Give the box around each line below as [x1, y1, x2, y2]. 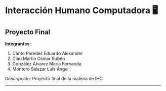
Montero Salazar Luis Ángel [12, 66, 69, 72]
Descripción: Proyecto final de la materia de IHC [5, 76, 103, 81]
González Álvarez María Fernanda [12, 61, 82, 66]
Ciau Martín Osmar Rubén [12, 56, 65, 61]
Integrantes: [5, 41, 31, 47]
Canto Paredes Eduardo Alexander [12, 51, 83, 56]
